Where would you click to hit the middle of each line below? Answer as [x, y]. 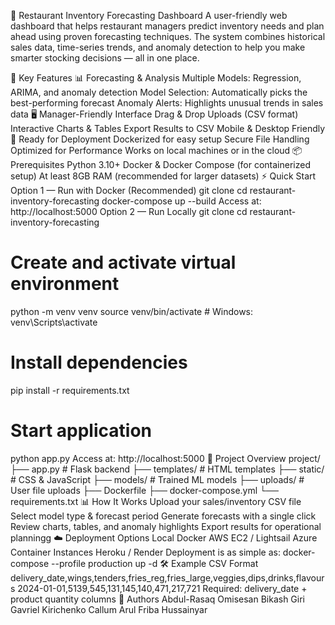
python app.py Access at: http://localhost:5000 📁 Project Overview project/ [165, 458]
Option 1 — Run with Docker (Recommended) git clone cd [129, 190]
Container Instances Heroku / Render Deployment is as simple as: [145, 552]
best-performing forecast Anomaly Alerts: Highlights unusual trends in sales [167, 103]
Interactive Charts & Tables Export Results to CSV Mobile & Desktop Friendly [168, 128]
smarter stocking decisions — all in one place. [105, 58]
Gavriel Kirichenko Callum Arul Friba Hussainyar [109, 609]
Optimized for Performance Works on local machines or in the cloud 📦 [156, 150]
